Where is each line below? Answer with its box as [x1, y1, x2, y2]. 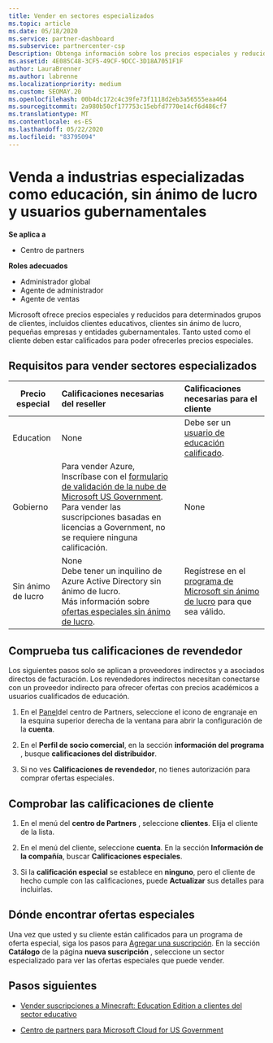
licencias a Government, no [61, 522, 166, 533]
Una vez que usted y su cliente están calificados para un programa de [8, 929, 244, 939]
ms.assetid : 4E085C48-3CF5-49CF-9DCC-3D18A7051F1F [8, 58, 184, 66]
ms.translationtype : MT [8, 111, 89, 119]
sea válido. [184, 606, 226, 618]
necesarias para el [184, 393, 258, 405]
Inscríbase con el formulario [61, 471, 169, 482]
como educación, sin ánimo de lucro [8, 185, 258, 203]
